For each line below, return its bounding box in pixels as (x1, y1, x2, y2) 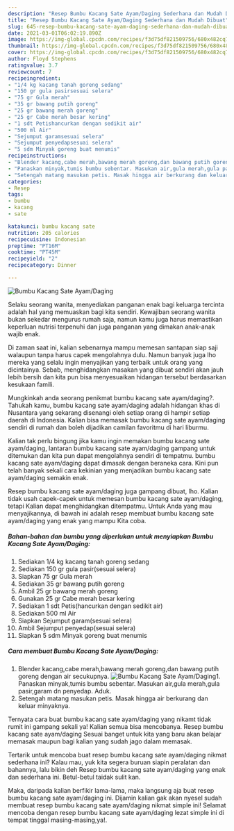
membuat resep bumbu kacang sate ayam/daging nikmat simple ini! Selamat (8, 800, 226, 809)
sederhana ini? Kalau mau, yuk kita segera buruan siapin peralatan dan (8, 758, 210, 766)
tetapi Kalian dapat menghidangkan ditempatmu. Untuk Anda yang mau (8, 502, 212, 510)
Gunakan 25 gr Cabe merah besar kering (17, 594, 135, 602)
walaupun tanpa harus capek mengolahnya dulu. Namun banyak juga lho (8, 350, 217, 359)
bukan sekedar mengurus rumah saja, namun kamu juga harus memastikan (8, 315, 223, 323)
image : (8, 36, 27, 43)
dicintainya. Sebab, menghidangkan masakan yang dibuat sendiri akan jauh (8, 365, 224, 374)
